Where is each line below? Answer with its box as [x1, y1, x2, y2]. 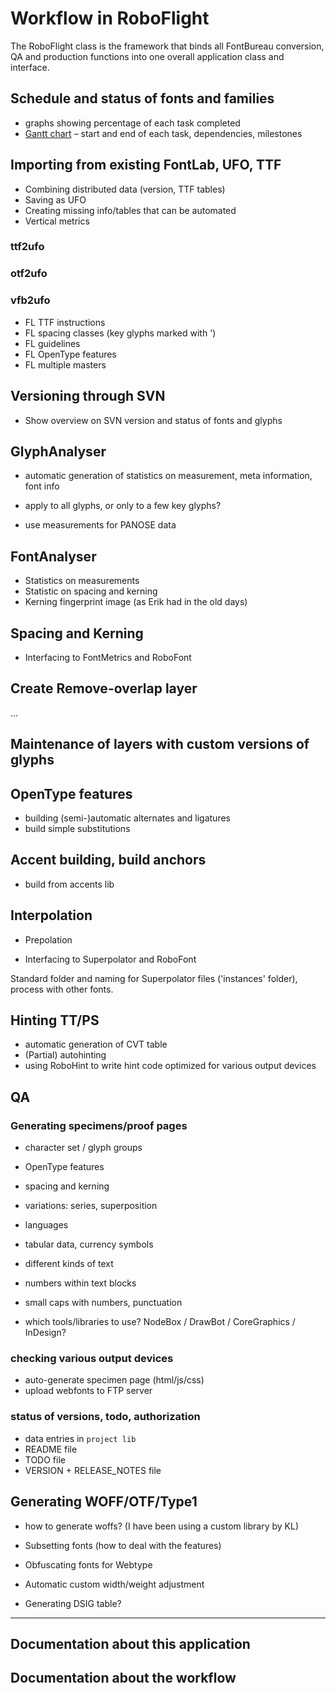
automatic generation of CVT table [24, 1038, 168, 1051]
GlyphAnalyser [10, 443, 107, 460]
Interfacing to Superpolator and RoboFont [24, 953, 197, 965]
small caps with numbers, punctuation [24, 1297, 183, 1309]
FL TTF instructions [24, 316, 106, 328]
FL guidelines [24, 337, 81, 349]
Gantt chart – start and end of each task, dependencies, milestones [24, 127, 303, 139]
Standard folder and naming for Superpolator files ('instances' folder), [10, 972, 298, 984]
